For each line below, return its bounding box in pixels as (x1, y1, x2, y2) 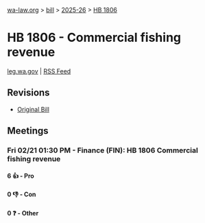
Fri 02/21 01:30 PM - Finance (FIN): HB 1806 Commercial (7, 145, 199, 155)
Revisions (7, 87, 50, 99)
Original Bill (16, 105, 50, 113)
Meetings (7, 125, 49, 137)
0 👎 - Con (7, 190, 36, 198)
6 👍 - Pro (7, 172, 34, 180)
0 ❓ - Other (7, 209, 39, 217)
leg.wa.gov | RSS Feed (7, 67, 71, 75)
